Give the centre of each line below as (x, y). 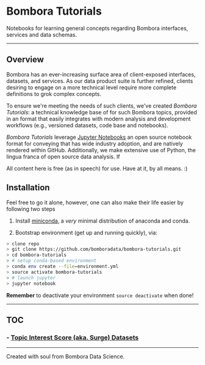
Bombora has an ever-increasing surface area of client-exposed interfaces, (101, 74)
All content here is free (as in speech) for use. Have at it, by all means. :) (97, 168)
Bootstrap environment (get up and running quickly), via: (86, 232)
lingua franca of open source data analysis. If (63, 157)
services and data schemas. (42, 34)
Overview (25, 60)
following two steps (31, 208)
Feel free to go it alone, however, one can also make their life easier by (95, 202)
